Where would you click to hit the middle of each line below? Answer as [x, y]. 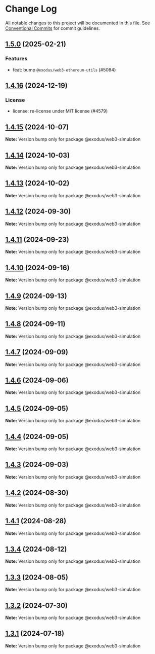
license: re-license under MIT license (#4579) [60, 111]
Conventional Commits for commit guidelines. [53, 28]
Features [16, 59]
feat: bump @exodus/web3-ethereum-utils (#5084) [64, 69]
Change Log [31, 9]
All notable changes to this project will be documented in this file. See [78, 23]
